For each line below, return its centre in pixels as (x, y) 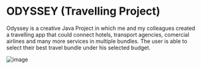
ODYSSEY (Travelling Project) (83, 11)
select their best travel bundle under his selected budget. (79, 48)
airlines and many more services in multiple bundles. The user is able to (97, 41)
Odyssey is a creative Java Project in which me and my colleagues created (101, 28)
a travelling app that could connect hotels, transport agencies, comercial (98, 34)
